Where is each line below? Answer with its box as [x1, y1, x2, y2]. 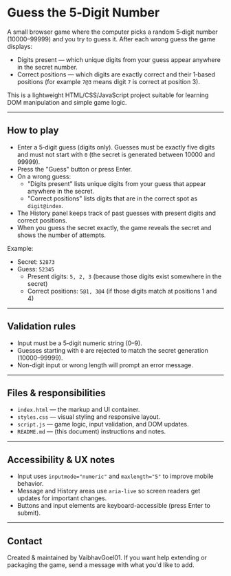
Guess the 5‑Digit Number [7, 5, 160, 21]
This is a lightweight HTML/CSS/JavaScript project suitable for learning [7, 91, 209, 99]
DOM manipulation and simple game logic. [7, 98, 127, 106]
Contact [7, 535, 43, 547]
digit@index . [27, 201, 64, 209]
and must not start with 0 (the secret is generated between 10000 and [16, 150, 215, 158]
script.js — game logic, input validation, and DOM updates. [16, 420, 189, 429]
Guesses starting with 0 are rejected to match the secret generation [16, 346, 208, 354]
